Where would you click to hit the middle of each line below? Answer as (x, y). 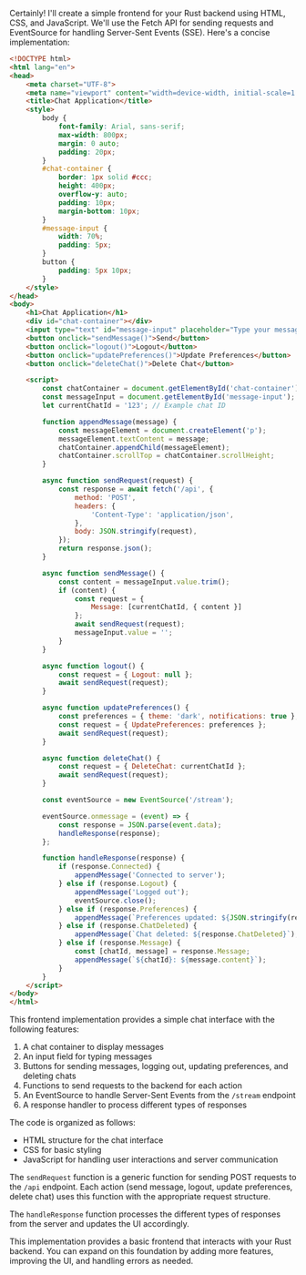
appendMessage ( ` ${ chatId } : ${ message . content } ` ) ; (170, 960)
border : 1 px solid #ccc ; (105, 178)
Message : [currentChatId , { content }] (167, 607)
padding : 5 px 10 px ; (95, 270)
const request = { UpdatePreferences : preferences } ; (162, 724)
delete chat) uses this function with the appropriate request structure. (140, 1197)
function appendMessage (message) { (110, 422)
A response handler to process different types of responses (135, 1105)
